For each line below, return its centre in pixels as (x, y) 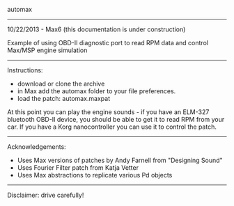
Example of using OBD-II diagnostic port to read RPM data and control (108, 43)
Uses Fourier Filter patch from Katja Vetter (78, 168)
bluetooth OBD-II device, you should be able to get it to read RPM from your (116, 119)
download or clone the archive (61, 84)
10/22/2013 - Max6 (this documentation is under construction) (96, 29)
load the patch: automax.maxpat (64, 98)
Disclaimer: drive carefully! (46, 195)
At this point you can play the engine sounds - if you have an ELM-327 (108, 112)
